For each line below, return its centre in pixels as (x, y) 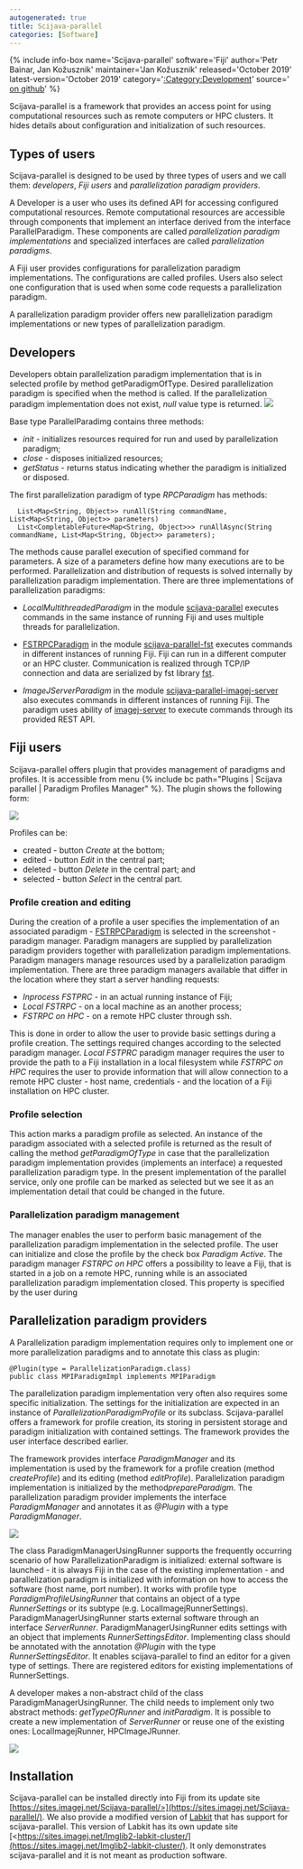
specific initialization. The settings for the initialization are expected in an (144, 1402)
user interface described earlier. (69, 1441)
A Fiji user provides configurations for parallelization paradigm (125, 268)
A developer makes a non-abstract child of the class (106, 1692)
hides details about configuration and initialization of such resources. (138, 125)
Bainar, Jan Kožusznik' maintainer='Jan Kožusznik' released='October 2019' (151, 69)
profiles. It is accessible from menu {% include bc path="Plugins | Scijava (146, 779)
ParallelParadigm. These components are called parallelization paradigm (145, 232)
